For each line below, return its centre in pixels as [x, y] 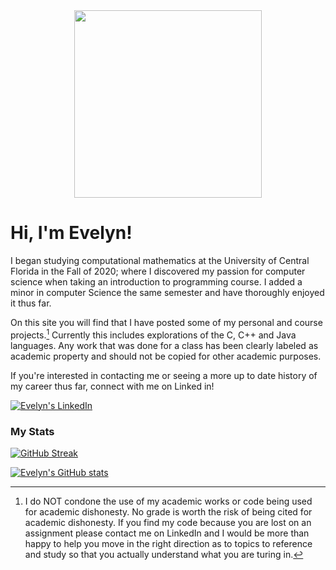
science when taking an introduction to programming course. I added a [156, 281]
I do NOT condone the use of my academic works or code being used [168, 501]
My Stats [32, 431]
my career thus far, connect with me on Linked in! [112, 386]
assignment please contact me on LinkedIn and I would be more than [167, 533]
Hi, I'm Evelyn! [71, 233]
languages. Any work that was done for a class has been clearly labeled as [164, 345]
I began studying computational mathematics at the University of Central [160, 260]
